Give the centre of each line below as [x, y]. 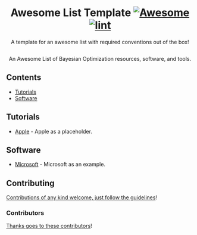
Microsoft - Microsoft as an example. [60, 165]
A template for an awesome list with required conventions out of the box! [100, 42]
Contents [24, 78]
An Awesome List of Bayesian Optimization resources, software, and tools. [100, 58]
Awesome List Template [71, 13]
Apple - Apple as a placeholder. [53, 131]
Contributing [30, 183]
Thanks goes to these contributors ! [49, 226]
